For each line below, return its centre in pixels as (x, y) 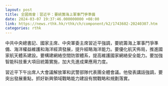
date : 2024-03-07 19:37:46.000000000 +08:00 (52, 19)
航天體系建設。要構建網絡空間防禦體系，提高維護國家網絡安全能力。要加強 (86, 56)
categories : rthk (23, 28)
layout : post (19, 10)
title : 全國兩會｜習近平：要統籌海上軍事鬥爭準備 (50, 14)
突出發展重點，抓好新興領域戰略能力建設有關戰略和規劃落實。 (69, 79)
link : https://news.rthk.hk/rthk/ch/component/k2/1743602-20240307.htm (81, 24)
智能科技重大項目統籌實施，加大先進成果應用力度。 (58, 62)
